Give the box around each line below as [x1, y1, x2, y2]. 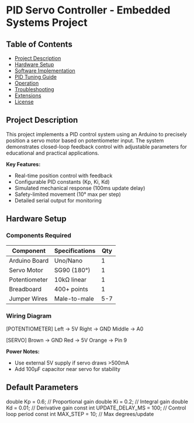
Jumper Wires [9, 294, 48, 302]
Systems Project [6, 16, 88, 29]
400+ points [54, 285, 89, 293]
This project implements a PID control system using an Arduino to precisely [6, 130, 187, 137]
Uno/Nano [54, 256, 83, 264]
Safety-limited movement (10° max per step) [14, 191, 122, 198]
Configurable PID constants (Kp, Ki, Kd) [14, 178, 110, 185]
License [14, 98, 34, 105]
